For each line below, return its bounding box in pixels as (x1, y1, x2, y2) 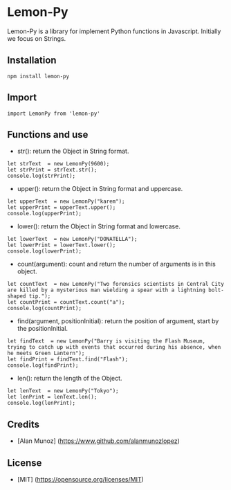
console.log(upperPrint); (7, 210, 82, 217)
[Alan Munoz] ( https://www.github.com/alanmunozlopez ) (17, 437, 180, 445)
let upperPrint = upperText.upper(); (7, 204, 116, 211)
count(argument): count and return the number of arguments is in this (17, 260, 216, 269)
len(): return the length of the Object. (17, 374, 122, 383)
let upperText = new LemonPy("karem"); (7, 198, 126, 205)
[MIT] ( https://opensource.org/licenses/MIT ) (17, 475, 144, 483)
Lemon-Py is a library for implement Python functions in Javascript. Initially (7, 27, 221, 35)
